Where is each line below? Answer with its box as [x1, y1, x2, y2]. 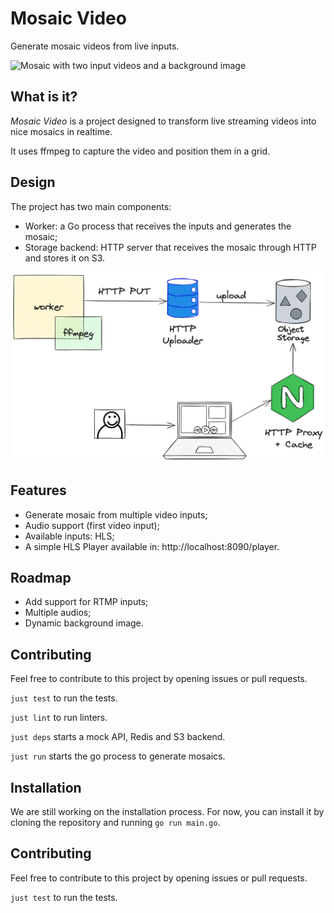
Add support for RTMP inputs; [24, 596, 149, 608]
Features [10, 482, 67, 499]
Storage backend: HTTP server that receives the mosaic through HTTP [24, 241, 317, 253]
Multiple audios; [24, 607, 92, 619]
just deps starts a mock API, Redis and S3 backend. [10, 731, 226, 743]
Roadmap [10, 569, 72, 586]
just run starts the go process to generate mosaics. [10, 750, 226, 762]
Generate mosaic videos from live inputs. [10, 40, 180, 52]
